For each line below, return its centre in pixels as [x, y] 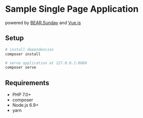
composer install [23, 54]
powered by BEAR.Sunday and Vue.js [43, 23]
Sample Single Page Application [72, 9]
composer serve [21, 67]
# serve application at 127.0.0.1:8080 [46, 63]
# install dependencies [30, 49]
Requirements [27, 83]
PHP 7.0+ [21, 95]
